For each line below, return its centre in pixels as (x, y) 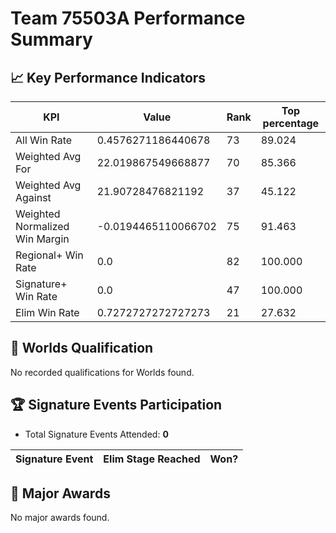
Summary (51, 39)
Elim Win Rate (47, 312)
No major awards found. (60, 518)
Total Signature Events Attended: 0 (96, 434)
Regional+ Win (49, 255)
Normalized (42, 226)
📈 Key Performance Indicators (108, 77)
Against (33, 197)
